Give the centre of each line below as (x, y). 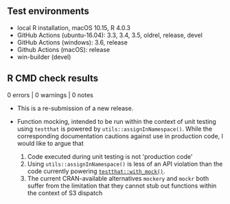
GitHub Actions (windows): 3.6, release (72, 42)
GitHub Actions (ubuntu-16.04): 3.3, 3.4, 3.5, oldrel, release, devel (110, 35)
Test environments (48, 11)
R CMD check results (53, 78)
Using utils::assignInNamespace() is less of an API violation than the (125, 164)
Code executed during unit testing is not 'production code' (110, 156)
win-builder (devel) (44, 57)
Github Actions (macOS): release (64, 49)
